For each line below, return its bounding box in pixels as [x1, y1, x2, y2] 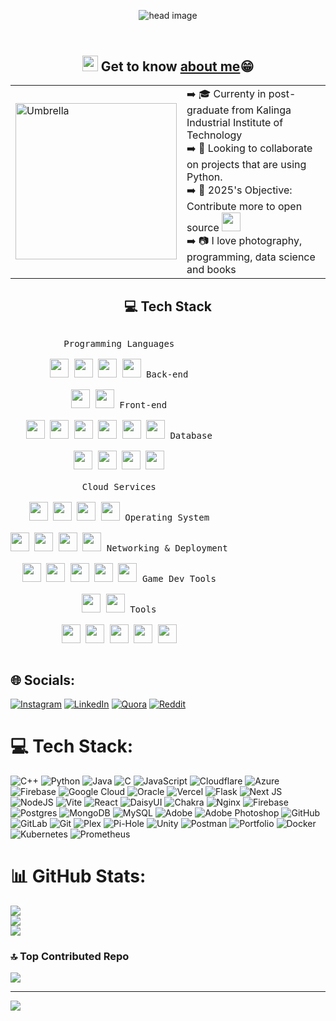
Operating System [124, 512, 210, 524]
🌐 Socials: [10, 671, 76, 689]
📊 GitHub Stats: [10, 865, 147, 888]
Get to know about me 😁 [100, 58, 255, 75]
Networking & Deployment [106, 543, 228, 554]
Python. [186, 170, 223, 184]
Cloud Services [81, 481, 157, 493]
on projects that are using [186, 158, 307, 172]
